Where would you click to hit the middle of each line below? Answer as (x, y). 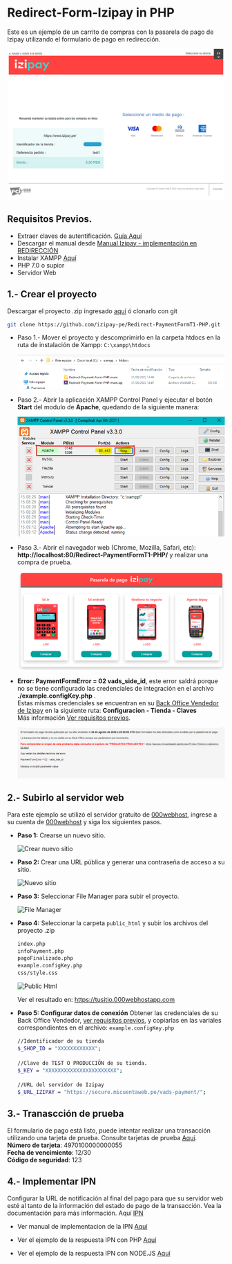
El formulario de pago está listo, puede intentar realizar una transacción (109, 1130)
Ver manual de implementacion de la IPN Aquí (82, 1226)
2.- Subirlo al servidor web (66, 798)
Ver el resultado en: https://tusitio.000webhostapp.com (96, 1000)
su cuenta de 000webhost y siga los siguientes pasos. (85, 821)
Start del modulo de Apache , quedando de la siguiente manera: (108, 407)
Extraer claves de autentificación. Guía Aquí (79, 236)
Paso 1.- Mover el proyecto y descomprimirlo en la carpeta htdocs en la (119, 337)
